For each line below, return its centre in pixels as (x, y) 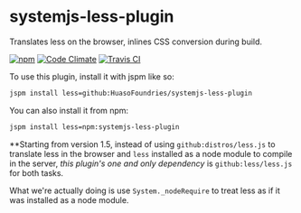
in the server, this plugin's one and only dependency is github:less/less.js (151, 163)
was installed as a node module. (69, 199)
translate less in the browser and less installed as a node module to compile (151, 153)
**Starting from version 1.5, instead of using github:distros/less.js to (142, 144)
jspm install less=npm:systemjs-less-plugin (94, 127)
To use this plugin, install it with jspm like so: (92, 76)
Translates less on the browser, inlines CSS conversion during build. (136, 42)
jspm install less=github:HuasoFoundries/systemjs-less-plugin (131, 93)
